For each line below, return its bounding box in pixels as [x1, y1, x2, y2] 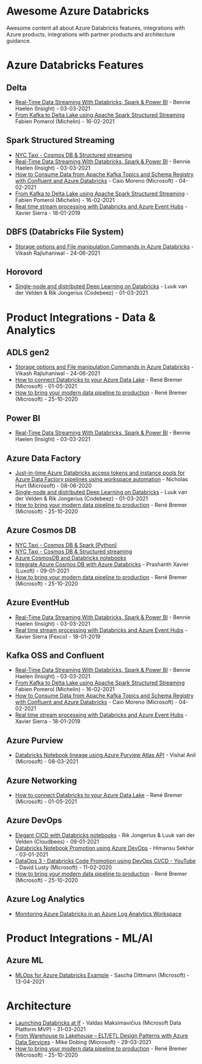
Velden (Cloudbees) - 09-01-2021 [15, 838, 99, 845]
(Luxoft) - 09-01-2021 [15, 567, 70, 574]
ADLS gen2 [6, 347, 50, 358]
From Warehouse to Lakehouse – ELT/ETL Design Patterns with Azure [15, 1032, 189, 1039]
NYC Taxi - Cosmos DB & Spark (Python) [15, 541, 117, 548]
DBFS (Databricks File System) [6, 227, 124, 237]
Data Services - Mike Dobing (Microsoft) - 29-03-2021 [15, 1038, 151, 1045]
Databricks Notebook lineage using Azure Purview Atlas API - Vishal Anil [15, 752, 196, 759]
